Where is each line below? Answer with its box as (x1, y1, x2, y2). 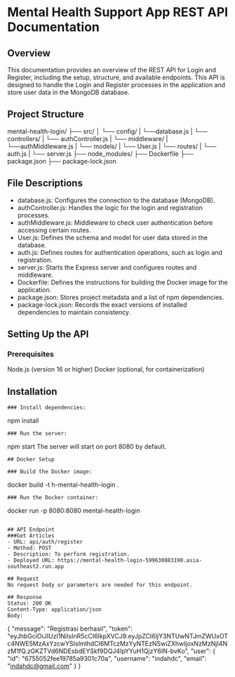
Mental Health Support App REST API (7, 4, 229, 20)
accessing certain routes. (17, 225, 91, 234)
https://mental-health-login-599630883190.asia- (57, 557, 202, 564)
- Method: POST (7, 545, 52, 552)
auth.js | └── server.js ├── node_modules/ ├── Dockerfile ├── (7, 149, 194, 158)
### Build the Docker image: (7, 468, 93, 475)
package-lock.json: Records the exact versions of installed (17, 300, 187, 309)
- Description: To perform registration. (7, 551, 130, 558)
